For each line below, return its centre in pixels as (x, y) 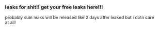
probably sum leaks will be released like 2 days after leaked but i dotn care (79, 18)
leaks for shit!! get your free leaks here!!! (54, 7)
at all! (10, 22)
